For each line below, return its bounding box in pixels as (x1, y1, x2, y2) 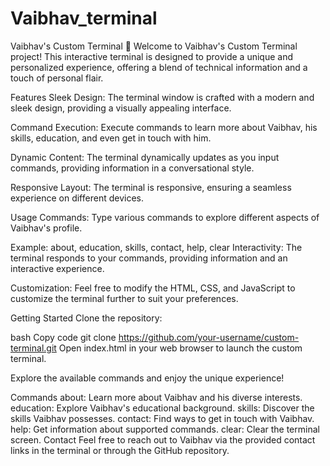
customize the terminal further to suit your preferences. (10, 292, 239, 304)
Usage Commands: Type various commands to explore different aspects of (10, 211, 320, 223)
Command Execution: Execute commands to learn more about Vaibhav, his (10, 121, 318, 133)
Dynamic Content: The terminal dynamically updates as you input (10, 151, 280, 163)
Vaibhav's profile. (10, 222, 83, 234)
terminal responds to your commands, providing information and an (10, 252, 288, 264)
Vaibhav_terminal (10, 7, 158, 30)
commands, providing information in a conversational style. (10, 162, 255, 174)
